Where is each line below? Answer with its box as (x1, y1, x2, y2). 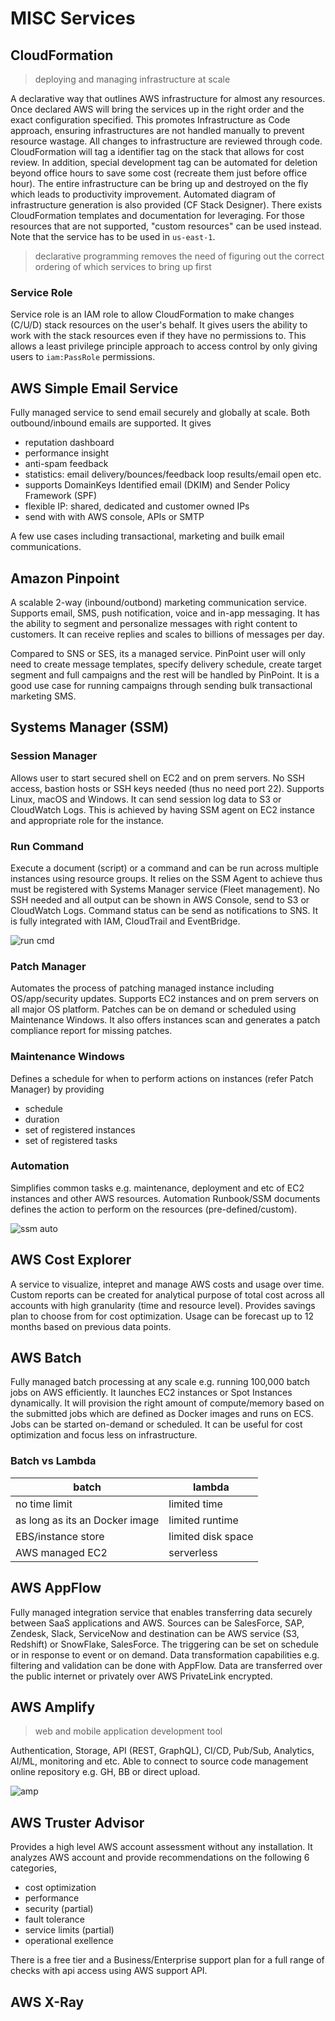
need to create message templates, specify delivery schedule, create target (10, 658, 322, 670)
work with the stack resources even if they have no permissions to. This (10, 330, 307, 342)
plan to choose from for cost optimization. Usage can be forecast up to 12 (10, 1310, 314, 1322)
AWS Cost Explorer (10, 1252, 132, 1269)
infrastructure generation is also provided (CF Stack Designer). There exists (10, 199, 323, 211)
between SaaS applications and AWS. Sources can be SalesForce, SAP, (10, 1617, 305, 1629)
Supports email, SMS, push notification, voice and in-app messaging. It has (10, 607, 320, 619)
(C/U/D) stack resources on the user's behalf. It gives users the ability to (10, 319, 308, 331)
